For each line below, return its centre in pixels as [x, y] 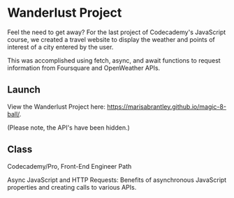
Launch [24, 90]
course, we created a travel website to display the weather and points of [111, 39]
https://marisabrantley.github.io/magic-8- [167, 107]
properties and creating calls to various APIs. [72, 187]
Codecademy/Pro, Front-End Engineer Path [70, 166]
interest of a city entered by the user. [60, 47]
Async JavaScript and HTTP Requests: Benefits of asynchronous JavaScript [117, 180]
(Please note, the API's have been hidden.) [69, 128]
